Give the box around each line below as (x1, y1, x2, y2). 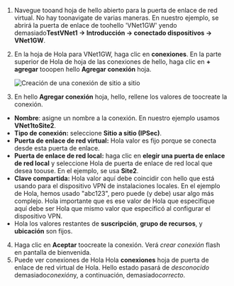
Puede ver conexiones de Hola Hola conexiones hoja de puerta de (13, 255, 209, 264)
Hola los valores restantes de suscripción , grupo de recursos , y (13, 219, 204, 228)
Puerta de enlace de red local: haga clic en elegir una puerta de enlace (13, 152, 225, 160)
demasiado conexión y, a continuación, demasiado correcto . (13, 271, 186, 279)
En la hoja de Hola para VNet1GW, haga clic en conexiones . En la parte (13, 50, 222, 58)
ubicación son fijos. (13, 227, 73, 235)
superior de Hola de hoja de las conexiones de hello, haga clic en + (13, 57, 211, 66)
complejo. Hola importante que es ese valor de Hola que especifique (13, 197, 215, 205)
